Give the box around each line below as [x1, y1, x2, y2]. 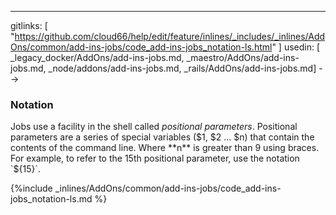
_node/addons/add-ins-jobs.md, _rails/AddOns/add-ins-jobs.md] [48, 62, 317, 74]
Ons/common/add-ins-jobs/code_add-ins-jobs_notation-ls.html [10, 41, 273, 53]
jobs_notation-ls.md [10, 193, 93, 205]
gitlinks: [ [10, 20, 48, 31]
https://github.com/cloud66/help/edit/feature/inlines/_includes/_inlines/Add [14, 31, 326, 42]
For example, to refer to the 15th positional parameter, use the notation [10, 152, 300, 165]
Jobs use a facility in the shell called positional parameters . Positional [10, 121, 298, 133]
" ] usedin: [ [271, 41, 321, 53]
